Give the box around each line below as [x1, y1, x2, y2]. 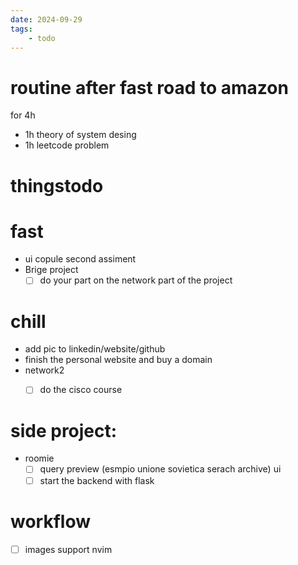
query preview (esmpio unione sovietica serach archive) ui [39, 463, 282, 475]
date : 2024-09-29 [10, 14, 83, 25]
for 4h [10, 109, 36, 121]
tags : [10, 24, 33, 34]
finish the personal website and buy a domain [24, 354, 213, 366]
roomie [24, 452, 55, 465]
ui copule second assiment [24, 253, 137, 265]
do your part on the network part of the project [39, 274, 233, 286]
